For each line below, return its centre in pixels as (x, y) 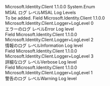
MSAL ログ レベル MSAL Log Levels (41, 12)
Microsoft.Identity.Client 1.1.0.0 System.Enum (50, 7)
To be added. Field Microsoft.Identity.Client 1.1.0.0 (55, 18)
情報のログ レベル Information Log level (44, 45)
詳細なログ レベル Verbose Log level (41, 62)
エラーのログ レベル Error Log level (40, 29)
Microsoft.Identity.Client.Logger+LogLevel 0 (49, 23)
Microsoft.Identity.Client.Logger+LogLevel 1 (49, 73)
